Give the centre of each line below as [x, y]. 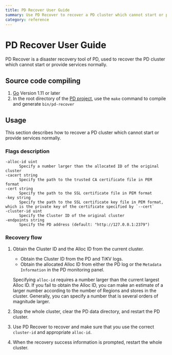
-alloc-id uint [21, 162]
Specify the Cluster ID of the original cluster [72, 216]
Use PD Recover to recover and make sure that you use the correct [83, 327]
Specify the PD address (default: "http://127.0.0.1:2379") [84, 225]
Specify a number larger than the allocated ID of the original [89, 166]
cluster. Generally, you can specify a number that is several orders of [85, 296]
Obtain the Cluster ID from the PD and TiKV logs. [72, 259]
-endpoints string [25, 220]
